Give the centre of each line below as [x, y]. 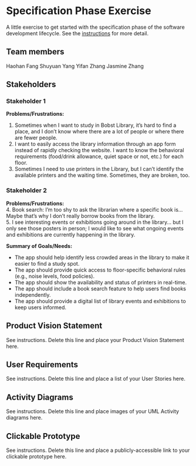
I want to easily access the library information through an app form [95, 144]
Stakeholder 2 [26, 190]
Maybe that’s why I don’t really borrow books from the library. [80, 216]
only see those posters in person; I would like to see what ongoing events [95, 228]
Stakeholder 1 [26, 101]
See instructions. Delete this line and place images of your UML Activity [93, 411]
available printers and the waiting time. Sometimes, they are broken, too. [102, 175]
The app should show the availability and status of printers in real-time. [101, 282]
